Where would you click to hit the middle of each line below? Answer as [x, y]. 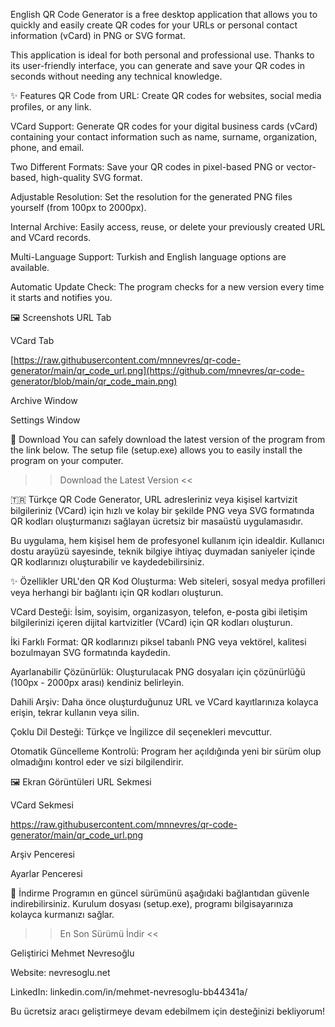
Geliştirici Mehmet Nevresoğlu [72, 953]
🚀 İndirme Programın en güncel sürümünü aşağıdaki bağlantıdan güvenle [160, 893]
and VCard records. [51, 237]
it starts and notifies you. [61, 297]
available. [30, 267]
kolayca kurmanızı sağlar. [62, 914]
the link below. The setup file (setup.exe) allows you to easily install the [156, 450]
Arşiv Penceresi [42, 854]
